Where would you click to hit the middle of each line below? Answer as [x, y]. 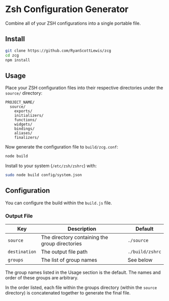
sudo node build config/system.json [44, 175]
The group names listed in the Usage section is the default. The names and [83, 272]
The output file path [64, 252]
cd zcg [12, 55]
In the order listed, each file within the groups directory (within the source [81, 287]
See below [140, 260]
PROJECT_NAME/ [20, 102]
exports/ [23, 111]
